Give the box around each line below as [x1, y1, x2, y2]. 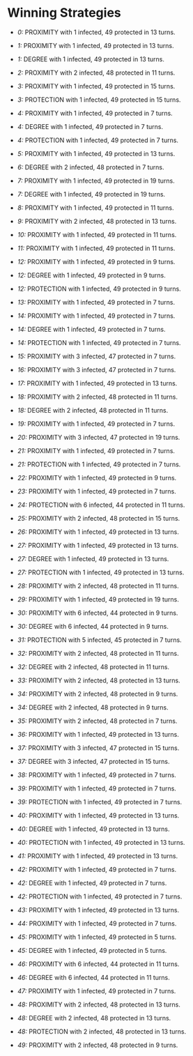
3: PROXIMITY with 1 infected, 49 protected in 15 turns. [17, 82, 176, 90]
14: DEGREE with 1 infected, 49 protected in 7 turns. [17, 325, 166, 333]
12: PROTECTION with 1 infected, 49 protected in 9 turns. [17, 284, 181, 293]
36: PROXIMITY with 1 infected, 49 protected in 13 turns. [17, 730, 180, 738]
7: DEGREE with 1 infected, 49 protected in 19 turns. [17, 190, 166, 198]
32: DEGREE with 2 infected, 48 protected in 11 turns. [17, 662, 169, 671]
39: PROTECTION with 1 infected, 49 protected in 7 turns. [17, 797, 183, 806]
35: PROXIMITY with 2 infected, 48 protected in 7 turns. [17, 717, 178, 725]
